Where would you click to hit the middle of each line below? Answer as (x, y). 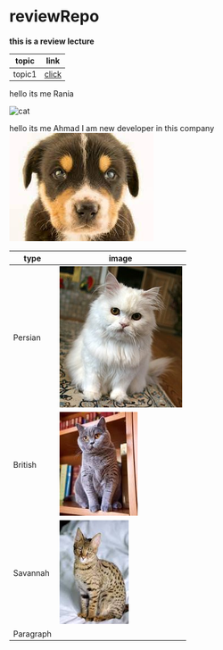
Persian (27, 337)
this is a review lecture (52, 41)
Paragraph (32, 633)
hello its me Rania (41, 94)
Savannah (31, 573)
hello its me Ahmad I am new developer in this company (112, 129)
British (25, 465)
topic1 (25, 74)
